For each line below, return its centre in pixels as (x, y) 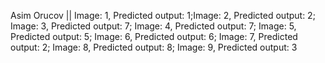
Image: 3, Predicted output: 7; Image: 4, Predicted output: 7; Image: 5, (153, 26)
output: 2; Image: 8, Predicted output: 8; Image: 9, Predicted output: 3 (154, 47)
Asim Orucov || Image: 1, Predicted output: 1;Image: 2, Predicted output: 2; (163, 15)
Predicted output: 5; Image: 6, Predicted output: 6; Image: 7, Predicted (154, 36)
